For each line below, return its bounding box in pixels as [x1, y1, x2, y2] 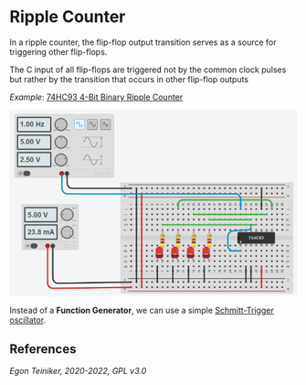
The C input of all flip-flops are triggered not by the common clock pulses [9, 64, 287, 75]
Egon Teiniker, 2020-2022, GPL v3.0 [9, 366, 147, 377]
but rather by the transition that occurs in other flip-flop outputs [9, 73, 249, 84]
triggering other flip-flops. [9, 46, 108, 57]
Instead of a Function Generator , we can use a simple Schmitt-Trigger [9, 305, 274, 316]
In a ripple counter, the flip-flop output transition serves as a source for [9, 37, 277, 48]
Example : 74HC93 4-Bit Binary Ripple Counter [9, 91, 184, 102]
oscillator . [9, 315, 47, 326]
